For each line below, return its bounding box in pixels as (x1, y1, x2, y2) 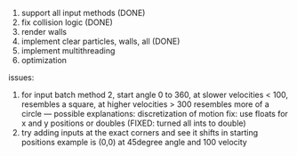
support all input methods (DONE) (20, 8, 146, 18)
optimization (20, 55, 68, 65)
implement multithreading (20, 45, 116, 56)
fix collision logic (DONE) (20, 17, 113, 28)
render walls (20, 27, 68, 37)
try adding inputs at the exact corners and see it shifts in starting (20, 127, 259, 137)
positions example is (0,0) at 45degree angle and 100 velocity (20, 137, 248, 147)
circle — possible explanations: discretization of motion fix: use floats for (20, 109, 288, 119)
